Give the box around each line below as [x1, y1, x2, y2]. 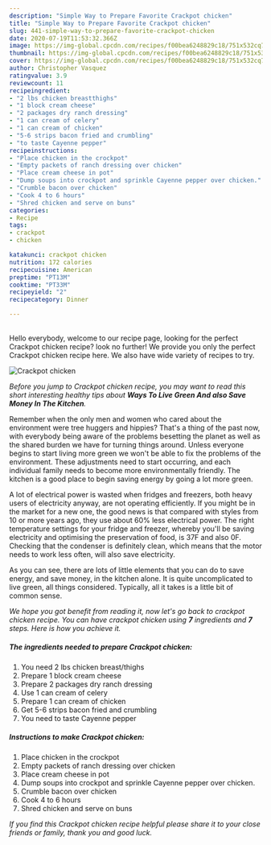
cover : [9, 57, 31, 65]
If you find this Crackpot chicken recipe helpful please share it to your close [9, 818, 261, 829]
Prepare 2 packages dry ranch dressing [20, 679, 153, 689]
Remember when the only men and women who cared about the [9, 414, 222, 423]
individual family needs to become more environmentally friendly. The [9, 466, 240, 475]
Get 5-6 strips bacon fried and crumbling [20, 705, 158, 715]
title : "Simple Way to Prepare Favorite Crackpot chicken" [9, 19, 211, 27]
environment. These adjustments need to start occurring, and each [9, 457, 232, 467]
